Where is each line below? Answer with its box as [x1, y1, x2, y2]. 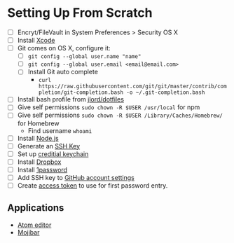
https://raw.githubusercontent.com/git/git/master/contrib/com [38, 83, 227, 90]
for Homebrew [17, 119, 60, 127]
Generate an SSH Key [17, 141, 81, 150]
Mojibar [17, 228, 40, 236]
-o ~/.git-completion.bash [125, 89, 205, 96]
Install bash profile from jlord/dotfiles [17, 95, 125, 104]
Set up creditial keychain [17, 149, 89, 158]
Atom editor [17, 221, 52, 229]
